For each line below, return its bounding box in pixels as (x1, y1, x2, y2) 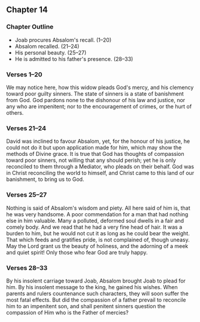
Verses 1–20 (6, 70, 43, 78)
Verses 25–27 (6, 191, 47, 199)
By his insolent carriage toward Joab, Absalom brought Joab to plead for (6, 277, 186, 284)
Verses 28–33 (6, 263, 48, 272)
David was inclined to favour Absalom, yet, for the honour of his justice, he (6, 137, 190, 145)
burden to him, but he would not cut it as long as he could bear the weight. (6, 229, 190, 237)
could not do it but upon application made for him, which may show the (6, 144, 182, 151)
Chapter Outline (6, 23, 54, 31)
